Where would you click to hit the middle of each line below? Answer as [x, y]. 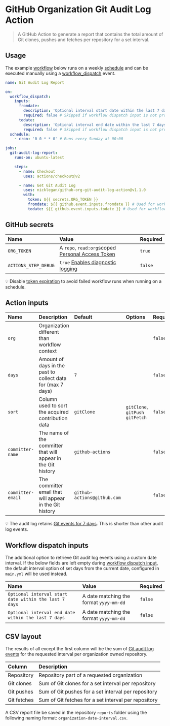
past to [47, 372]
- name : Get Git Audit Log [47, 185]
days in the [52, 366]
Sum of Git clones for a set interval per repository [97, 683]
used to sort [53, 406]
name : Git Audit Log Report [35, 82]
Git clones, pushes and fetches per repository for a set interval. [83, 40]
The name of [54, 433]
